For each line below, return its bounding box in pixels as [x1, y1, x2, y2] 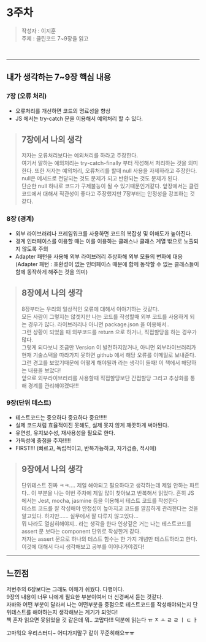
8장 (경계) [6, 215, 35, 223]
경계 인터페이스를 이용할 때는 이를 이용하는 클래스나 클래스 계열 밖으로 [15, 237, 183, 245]
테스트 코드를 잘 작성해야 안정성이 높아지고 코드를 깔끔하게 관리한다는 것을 [21, 504, 199, 512]
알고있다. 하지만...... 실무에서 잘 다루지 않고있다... [21, 512, 139, 519]
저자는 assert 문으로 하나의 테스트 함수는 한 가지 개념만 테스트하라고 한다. [21, 535, 197, 543]
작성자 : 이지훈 [21, 27, 56, 34]
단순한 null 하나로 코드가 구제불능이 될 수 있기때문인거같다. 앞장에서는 [21, 182, 188, 190]
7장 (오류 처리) [6, 92, 47, 101]
